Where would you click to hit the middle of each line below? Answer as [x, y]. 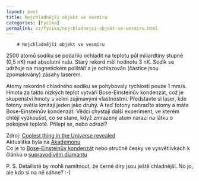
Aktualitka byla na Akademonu [43, 142]
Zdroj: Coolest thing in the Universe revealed [61, 136]
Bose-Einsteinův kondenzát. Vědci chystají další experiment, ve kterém [93, 111]
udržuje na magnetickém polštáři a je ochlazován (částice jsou [83, 68]
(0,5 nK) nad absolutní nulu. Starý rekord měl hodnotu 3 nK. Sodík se [90, 62]
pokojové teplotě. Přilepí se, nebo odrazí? [57, 124]
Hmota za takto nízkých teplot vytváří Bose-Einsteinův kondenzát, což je [95, 92]
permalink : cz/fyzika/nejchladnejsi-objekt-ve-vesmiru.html [82, 28]
